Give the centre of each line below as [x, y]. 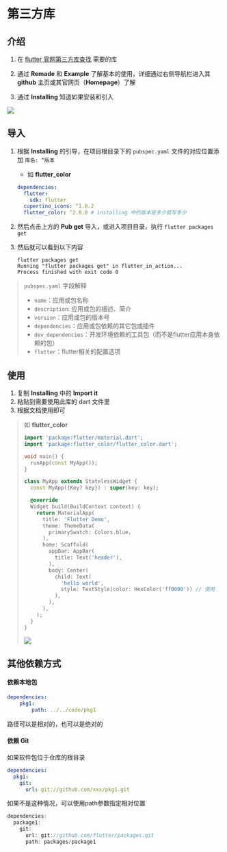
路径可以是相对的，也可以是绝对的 [55, 724]
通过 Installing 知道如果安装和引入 [65, 97]
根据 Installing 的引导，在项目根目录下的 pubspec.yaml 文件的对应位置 [115, 151]
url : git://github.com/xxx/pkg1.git [77, 789]
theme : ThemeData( [68, 526]
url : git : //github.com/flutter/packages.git [90, 836]
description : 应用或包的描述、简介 [83, 309]
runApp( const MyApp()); [64, 463]
